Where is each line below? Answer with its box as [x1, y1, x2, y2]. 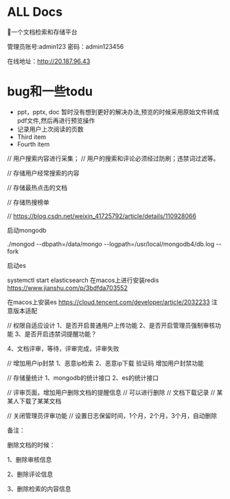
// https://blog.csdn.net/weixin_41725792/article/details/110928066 [7, 211, 197, 220]
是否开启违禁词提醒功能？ [24, 330, 97, 338]
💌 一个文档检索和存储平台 [7, 28, 78, 36]
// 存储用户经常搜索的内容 [7, 169, 80, 177]
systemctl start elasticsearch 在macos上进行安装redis [7, 276, 159, 284]
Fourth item [16, 140, 50, 148]
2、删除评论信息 [7, 469, 54, 478]
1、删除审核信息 [7, 455, 52, 463]
